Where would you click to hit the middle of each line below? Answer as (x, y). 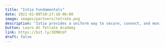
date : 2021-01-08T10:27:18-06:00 (39, 14)
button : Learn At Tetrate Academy (41, 28)
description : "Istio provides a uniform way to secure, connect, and (78, 23)
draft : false (18, 37)
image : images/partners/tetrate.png (42, 19)
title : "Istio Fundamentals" (35, 10)
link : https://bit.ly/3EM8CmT (36, 32)
